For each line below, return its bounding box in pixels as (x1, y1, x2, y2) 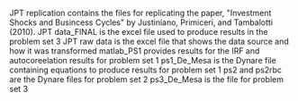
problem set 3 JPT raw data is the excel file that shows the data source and (9, 36, 290, 46)
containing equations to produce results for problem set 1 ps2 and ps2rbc (9, 64, 282, 75)
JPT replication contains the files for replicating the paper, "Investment (9, 8, 272, 18)
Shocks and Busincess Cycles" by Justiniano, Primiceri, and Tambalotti (9, 17, 273, 28)
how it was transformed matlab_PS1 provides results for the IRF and (9, 46, 260, 56)
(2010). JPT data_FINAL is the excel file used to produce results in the (9, 27, 268, 37)
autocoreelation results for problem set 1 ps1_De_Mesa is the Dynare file (9, 55, 276, 65)
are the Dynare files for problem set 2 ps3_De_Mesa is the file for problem (9, 74, 284, 84)
